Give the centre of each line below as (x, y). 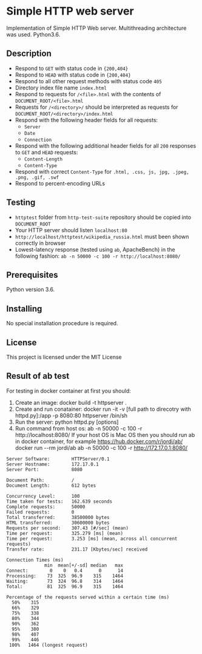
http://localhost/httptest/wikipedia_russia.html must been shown (102, 236)
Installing (24, 308)
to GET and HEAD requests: (46, 152)
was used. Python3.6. (33, 34)
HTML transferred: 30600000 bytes (58, 523)
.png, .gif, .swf (37, 177)
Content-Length (43, 159)
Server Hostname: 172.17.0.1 (52, 464)
